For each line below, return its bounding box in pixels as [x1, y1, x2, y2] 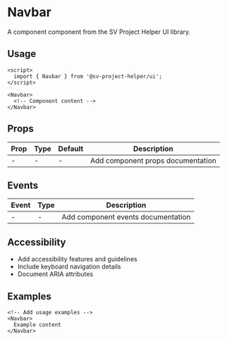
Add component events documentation [61, 212, 191, 222]
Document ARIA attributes [17, 270, 94, 278]
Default [58, 144, 84, 154]
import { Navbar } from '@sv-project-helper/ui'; [13, 73, 162, 80]
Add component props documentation [90, 156, 216, 166]
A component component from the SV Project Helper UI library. [7, 27, 191, 36]
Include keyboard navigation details [17, 262, 121, 271]
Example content [13, 321, 61, 328]
